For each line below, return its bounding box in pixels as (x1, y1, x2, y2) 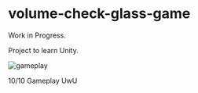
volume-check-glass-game (8, 5, 191, 23)
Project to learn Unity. (8, 45, 79, 55)
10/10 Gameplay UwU (8, 76, 78, 85)
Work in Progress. (8, 30, 67, 40)
